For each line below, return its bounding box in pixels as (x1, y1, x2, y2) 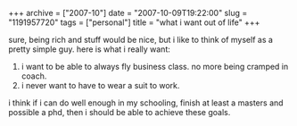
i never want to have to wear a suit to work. (21, 80, 180, 90)
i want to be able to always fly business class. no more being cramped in (21, 62, 289, 71)
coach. (21, 71, 47, 81)
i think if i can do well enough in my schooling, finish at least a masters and (8, 97, 284, 108)
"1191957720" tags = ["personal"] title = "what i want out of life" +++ (8, 17, 260, 28)
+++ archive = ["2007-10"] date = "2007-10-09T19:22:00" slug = (8, 8, 248, 18)
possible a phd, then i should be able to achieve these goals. (8, 107, 231, 117)
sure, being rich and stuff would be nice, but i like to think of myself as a (8, 35, 274, 45)
